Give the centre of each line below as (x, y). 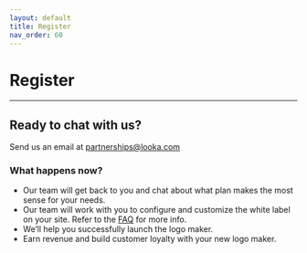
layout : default (40, 18)
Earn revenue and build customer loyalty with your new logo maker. (149, 239)
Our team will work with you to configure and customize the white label (156, 210)
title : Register (40, 26)
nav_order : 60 (37, 35)
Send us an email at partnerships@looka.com (95, 147)
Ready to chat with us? (76, 125)
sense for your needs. (64, 200)
